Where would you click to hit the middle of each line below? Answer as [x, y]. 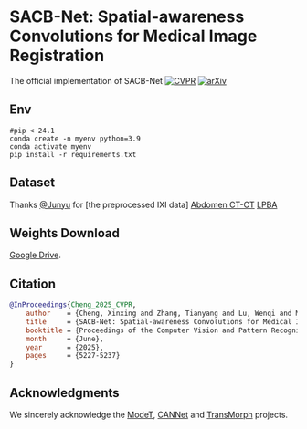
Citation [33, 283]
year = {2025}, [65, 347]
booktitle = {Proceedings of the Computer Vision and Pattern [147, 330]
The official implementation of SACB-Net [86, 80]
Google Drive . [36, 255]
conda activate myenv [51, 146]
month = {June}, [65, 339]
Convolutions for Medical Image [133, 36]
